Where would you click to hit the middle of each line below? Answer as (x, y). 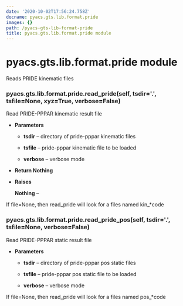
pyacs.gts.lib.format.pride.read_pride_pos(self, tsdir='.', (88, 220)
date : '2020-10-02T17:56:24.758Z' (48, 11)
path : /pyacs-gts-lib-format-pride (50, 28)
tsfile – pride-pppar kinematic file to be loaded (80, 148)
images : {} (19, 22)
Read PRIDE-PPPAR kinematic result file (54, 114)
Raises (23, 182)
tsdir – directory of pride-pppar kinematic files (79, 137)
